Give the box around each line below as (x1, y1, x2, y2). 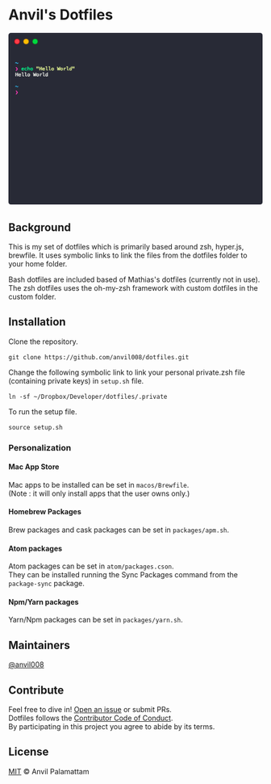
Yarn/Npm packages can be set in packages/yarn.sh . (8, 615, 183, 625)
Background (8, 220, 71, 234)
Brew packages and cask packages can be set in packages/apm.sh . (8, 525, 230, 535)
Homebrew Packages (8, 507, 82, 517)
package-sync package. (8, 579, 85, 589)
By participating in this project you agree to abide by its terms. (8, 722, 215, 732)
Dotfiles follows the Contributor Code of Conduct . (8, 713, 173, 723)
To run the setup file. (8, 406, 78, 417)
